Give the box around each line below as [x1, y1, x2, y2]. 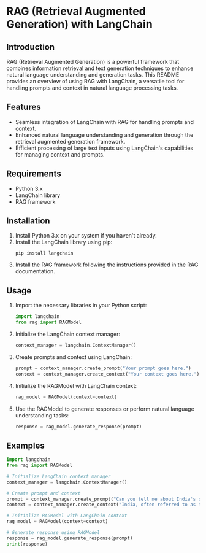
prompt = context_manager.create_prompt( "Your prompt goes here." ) [15, 365, 191, 371]
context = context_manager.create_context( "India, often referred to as [6, 501, 196, 508]
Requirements [6, 169, 61, 179]
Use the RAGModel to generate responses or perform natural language [15, 405, 194, 412]
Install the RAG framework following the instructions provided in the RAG [15, 261, 199, 268]
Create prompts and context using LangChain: [15, 353, 132, 360]
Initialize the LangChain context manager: [15, 330, 121, 338]
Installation [6, 216, 50, 226]
